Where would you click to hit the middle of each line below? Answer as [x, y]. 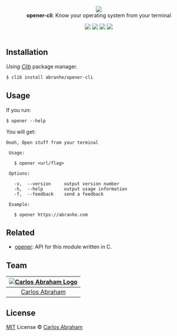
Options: [19, 173]
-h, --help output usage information [71, 189]
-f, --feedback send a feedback [59, 194]
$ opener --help [26, 121]
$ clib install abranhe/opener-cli [50, 77]
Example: [19, 204]
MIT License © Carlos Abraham [44, 327]
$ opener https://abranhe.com [51, 215]
